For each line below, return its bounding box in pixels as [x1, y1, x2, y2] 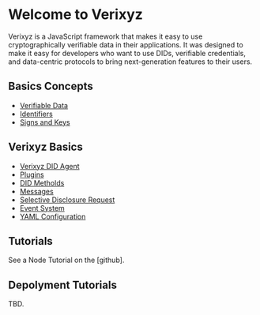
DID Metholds [19, 178, 65, 187]
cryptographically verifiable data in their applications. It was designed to [8, 39, 243, 49]
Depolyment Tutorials [8, 278, 117, 291]
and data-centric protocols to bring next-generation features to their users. [8, 57, 253, 66]
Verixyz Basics [8, 141, 83, 154]
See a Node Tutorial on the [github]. [8, 255, 125, 265]
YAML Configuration [19, 212, 86, 221]
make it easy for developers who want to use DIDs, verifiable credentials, [8, 48, 247, 58]
